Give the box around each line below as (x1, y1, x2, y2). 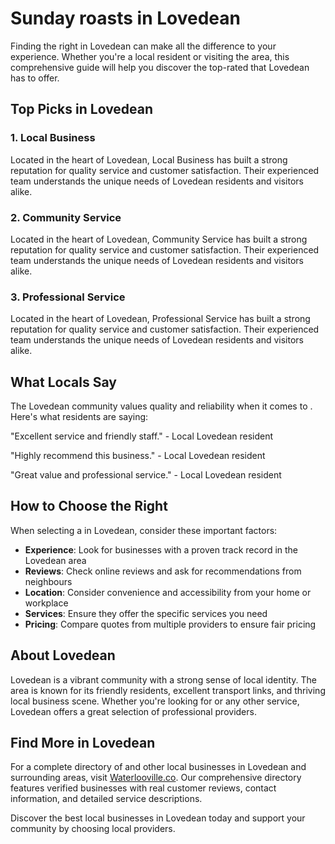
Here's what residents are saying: (10, 411, 149, 423)
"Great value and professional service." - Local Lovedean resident (10, 469, 282, 481)
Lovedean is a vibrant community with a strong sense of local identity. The (10, 673, 318, 686)
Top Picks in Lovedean (10, 101, 154, 118)
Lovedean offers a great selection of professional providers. (10, 705, 257, 717)
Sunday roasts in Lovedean (10, 7, 241, 30)
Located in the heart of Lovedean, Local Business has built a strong (10, 153, 288, 166)
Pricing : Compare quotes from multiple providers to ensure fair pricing (24, 618, 317, 630)
